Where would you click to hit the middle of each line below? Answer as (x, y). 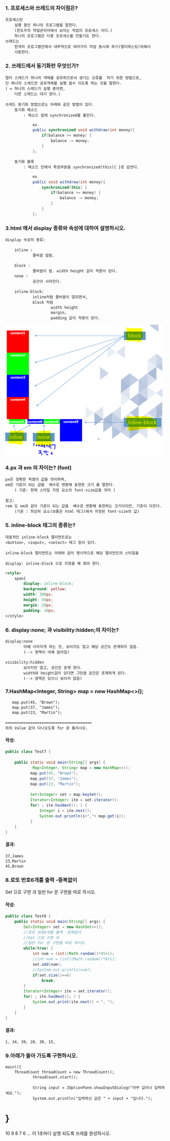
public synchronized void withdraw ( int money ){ (84, 130)
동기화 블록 (24, 162)
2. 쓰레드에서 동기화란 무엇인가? (42, 66)
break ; (48, 980)
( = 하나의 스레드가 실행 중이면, (35, 88)
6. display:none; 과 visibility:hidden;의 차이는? (62, 630)
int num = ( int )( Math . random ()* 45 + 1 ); (73, 954)
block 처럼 (43, 303)
